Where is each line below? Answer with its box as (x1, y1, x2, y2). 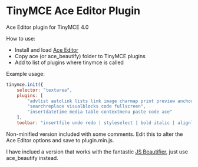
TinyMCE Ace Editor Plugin (6, 4, 140, 18)
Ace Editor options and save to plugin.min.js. (6, 136, 114, 143)
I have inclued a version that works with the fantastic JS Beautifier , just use (6, 148, 189, 155)
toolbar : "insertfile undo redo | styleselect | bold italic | (16, 120, 176, 126)
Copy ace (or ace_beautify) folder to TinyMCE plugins (14, 52, 146, 59)
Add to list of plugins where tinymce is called (14, 59, 124, 66)
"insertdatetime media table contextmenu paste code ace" (27, 109, 173, 115)
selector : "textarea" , (16, 87, 72, 93)
